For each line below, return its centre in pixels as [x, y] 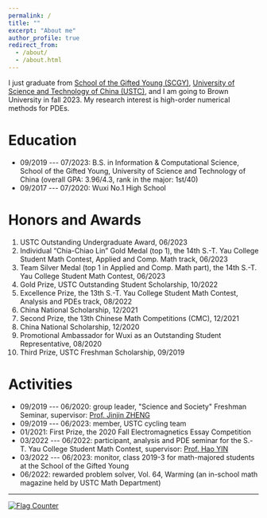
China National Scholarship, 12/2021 [79, 310]
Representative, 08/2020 [60, 343]
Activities [41, 384]
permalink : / [30, 16]
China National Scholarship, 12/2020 [79, 327]
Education [43, 141]
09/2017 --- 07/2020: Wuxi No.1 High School [93, 187]
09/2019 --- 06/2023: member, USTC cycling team [103, 423]
